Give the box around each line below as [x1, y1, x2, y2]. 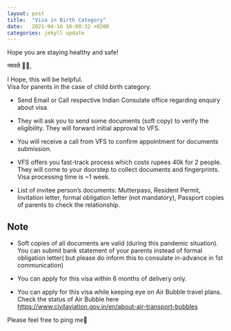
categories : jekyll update [7, 29, 85, 37]
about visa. [17, 103, 49, 112]
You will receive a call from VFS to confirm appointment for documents [17, 137, 219, 146]
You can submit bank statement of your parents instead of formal [17, 246, 203, 255]
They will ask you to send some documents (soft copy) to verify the [17, 117, 209, 125]
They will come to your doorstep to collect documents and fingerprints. [17, 165, 220, 174]
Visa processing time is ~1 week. [17, 173, 110, 181]
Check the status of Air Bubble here [17, 295, 119, 303]
